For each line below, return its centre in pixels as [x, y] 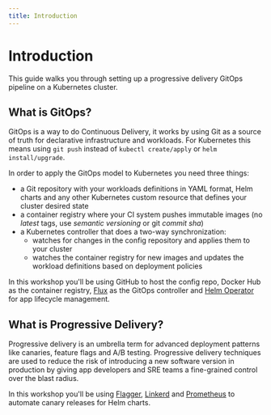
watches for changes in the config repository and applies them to [141, 240]
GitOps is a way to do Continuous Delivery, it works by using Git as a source [135, 132]
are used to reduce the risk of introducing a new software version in [121, 362]
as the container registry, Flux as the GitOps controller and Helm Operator [131, 290]
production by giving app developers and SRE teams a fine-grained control [133, 370]
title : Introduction [43, 16]
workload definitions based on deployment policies [117, 266]
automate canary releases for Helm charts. [80, 403]
